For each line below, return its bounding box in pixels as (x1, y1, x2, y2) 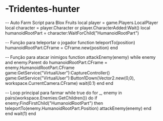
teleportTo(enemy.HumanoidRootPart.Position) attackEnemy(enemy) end (5, 105, 152, 111)
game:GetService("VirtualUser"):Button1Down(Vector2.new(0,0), (5, 75, 135, 81)
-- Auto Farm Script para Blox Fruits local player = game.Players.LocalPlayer (5, 20, 159, 25)
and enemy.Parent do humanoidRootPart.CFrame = (5, 59, 107, 65)
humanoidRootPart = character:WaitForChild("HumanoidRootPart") (5, 30, 139, 36)
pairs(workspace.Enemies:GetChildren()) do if (5, 95, 98, 101)
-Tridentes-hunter (5, 3, 80, 15)
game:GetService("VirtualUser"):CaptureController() (5, 70, 110, 75)
